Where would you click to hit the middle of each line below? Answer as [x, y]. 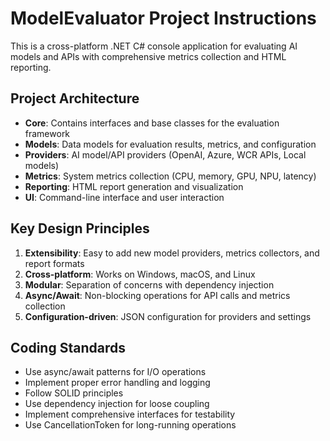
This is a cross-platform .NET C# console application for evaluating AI [154, 46]
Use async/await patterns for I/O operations [115, 372]
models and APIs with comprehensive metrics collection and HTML [148, 56]
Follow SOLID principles [74, 393]
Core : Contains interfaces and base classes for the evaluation [152, 123]
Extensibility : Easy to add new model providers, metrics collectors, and [172, 253]
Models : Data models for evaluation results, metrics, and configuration [170, 144]
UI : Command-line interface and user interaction [124, 197]
